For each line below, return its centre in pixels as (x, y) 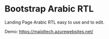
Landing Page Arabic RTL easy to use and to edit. (54, 22)
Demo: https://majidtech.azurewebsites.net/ (49, 31)
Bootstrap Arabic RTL (49, 9)
